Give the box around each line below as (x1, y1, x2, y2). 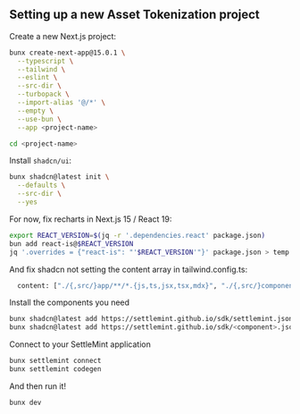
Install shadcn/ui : (9, 156, 72, 166)
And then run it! (9, 380, 67, 392)
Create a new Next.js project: (9, 30, 117, 41)
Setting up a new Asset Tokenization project (9, 7, 261, 22)
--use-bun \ (17, 114, 62, 123)
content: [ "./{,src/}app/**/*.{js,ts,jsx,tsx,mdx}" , (17, 281, 218, 290)
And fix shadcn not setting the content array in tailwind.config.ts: (9, 264, 248, 275)
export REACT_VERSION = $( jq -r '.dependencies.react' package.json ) (9, 231, 266, 240)
